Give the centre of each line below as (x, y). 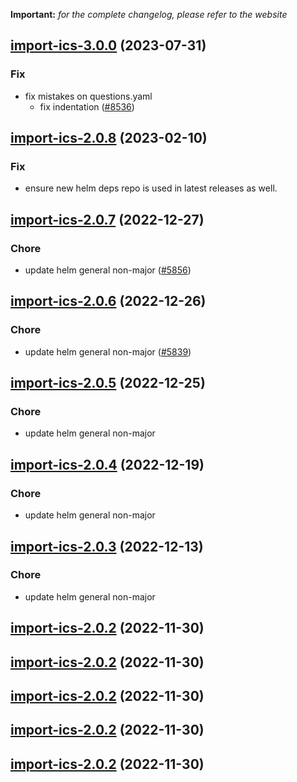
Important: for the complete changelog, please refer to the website (149, 14)
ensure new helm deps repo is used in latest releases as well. (151, 188)
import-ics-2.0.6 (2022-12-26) (108, 301)
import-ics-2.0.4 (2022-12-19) (107, 464)
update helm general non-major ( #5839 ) (108, 351)
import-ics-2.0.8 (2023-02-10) (109, 138)
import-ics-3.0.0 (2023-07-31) (108, 45)
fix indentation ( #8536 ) (87, 106)
